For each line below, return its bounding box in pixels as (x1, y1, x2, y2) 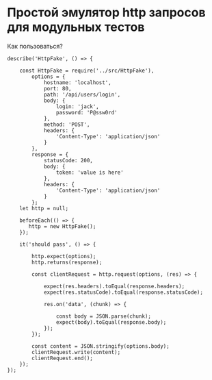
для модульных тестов (7, 19, 145, 35)
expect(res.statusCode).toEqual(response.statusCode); (43, 289, 204, 296)
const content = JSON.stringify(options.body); (31, 342, 170, 350)
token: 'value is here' (55, 169, 124, 176)
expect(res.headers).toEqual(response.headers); (43, 283, 185, 290)
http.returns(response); (31, 259, 103, 266)
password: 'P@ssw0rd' (55, 109, 118, 116)
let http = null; (19, 205, 69, 212)
